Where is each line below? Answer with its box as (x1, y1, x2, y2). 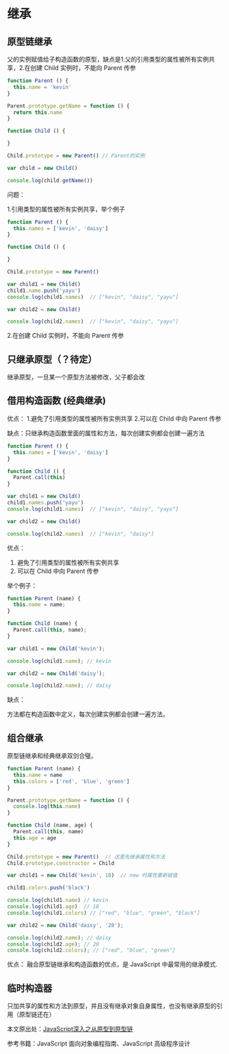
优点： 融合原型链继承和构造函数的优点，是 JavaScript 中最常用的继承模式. (7, 960, 218, 968)
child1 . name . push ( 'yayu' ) (7, 287, 81, 294)
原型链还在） (18, 1010, 55, 1018)
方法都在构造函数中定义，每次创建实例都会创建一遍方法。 (7, 710, 169, 718)
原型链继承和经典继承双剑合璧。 (7, 752, 97, 760)
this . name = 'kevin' (13, 84, 72, 90)
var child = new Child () (7, 164, 78, 171)
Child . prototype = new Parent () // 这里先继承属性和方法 (7, 853, 165, 860)
